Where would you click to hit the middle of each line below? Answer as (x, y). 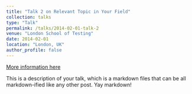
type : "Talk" (22, 22)
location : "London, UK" (35, 45)
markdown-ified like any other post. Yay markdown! (69, 85)
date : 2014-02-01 (27, 39)
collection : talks (29, 17)
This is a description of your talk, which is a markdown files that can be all (96, 78)
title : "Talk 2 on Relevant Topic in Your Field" (69, 12)
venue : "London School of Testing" (50, 34)
